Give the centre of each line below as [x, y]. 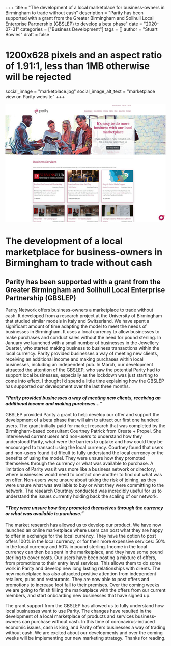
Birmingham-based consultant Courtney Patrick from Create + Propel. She [83, 431]
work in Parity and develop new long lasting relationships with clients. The [83, 568]
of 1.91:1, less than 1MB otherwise [78, 66]
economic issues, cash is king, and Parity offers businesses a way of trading [85, 627]
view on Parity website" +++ [35, 96]
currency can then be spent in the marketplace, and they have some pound [84, 552]
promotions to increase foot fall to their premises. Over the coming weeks [82, 585]
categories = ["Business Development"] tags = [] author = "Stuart [89, 29]
